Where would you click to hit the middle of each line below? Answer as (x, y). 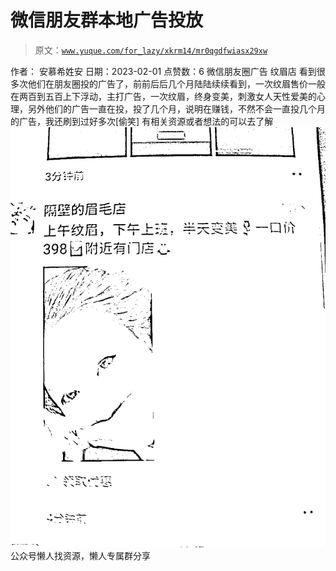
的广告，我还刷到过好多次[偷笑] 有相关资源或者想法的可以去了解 (142, 121)
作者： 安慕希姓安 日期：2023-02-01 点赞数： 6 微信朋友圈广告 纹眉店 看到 (163, 71)
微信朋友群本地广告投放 (107, 20)
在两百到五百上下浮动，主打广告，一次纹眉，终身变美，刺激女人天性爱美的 (163, 96)
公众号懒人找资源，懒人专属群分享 (80, 555)
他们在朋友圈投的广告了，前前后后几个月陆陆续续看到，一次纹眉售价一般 (176, 83)
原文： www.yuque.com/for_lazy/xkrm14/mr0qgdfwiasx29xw (151, 50)
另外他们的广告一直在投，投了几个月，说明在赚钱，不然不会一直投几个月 (176, 108)
